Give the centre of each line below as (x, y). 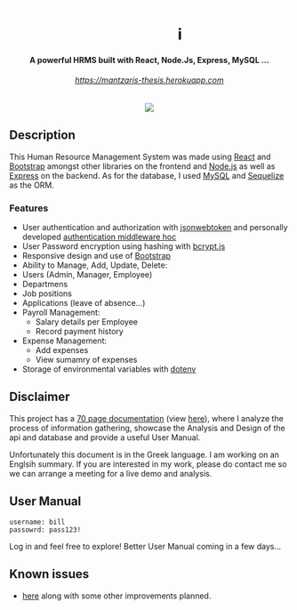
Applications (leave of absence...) (84, 303)
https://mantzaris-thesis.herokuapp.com (149, 80)
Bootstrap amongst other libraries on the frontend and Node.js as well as (142, 166)
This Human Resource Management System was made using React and (140, 157)
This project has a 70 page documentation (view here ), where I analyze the (147, 418)
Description (42, 136)
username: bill (37, 522)
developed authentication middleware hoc (99, 237)
